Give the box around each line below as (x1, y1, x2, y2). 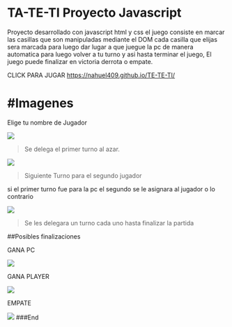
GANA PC (7, 246, 36, 254)
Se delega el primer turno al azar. (24, 145, 121, 153)
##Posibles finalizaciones (7, 232, 81, 241)
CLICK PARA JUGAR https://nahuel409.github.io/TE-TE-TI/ (7, 71, 176, 79)
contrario (7, 192, 33, 200)
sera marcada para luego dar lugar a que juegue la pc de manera (7, 42, 194, 51)
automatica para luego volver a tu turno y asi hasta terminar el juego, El (7, 50, 212, 58)
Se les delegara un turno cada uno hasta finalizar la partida (24, 218, 194, 227)
